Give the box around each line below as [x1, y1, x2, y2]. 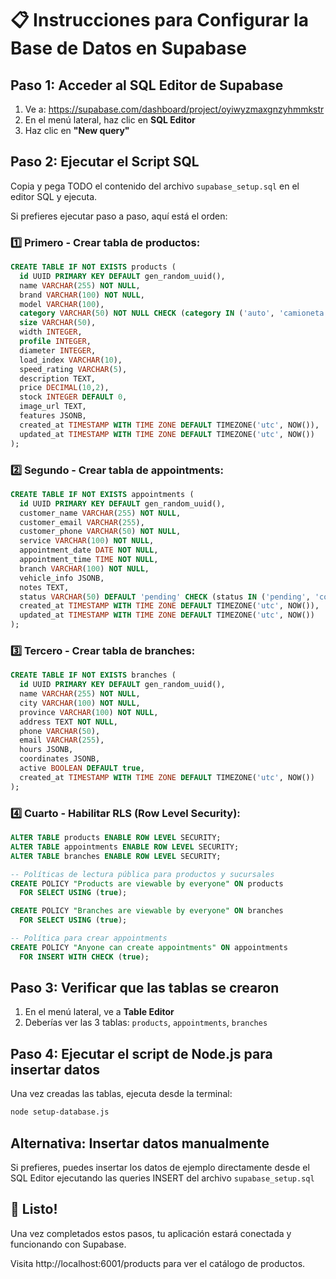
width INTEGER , [19, 327, 83, 337]
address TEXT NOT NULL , [19, 717, 118, 727]
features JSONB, [19, 411, 87, 421]
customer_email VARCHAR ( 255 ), [19, 517, 145, 527]
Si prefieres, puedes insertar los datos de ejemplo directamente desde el [10, 1161, 310, 1173]
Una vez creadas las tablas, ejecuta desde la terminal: [10, 1088, 233, 1100]
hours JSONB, [19, 745, 74, 755]
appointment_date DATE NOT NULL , [19, 545, 159, 556]
